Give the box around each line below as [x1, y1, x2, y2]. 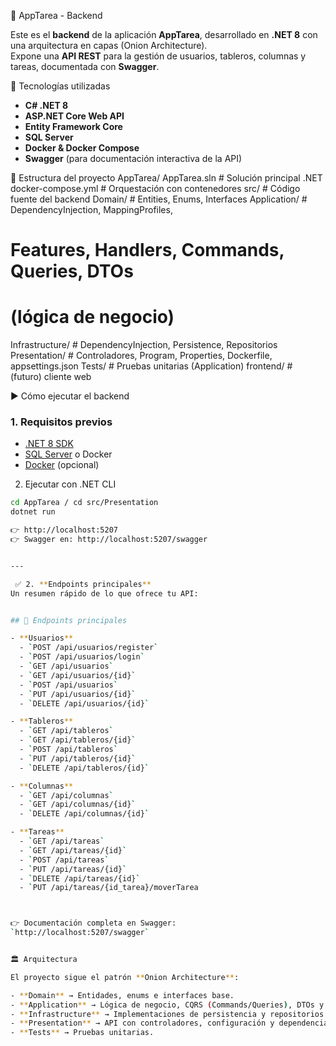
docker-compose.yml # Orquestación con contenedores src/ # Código [10, 183, 301, 194]
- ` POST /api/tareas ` [19, 855, 110, 865]
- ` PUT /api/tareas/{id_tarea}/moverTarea [19, 883, 199, 893]
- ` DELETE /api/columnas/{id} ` [19, 809, 150, 819]
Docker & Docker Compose [24, 142, 140, 154]
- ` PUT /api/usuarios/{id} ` [19, 689, 137, 699]
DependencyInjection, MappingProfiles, [10, 204, 173, 215]
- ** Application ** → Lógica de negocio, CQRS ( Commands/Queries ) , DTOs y [10, 1000, 325, 1010]
